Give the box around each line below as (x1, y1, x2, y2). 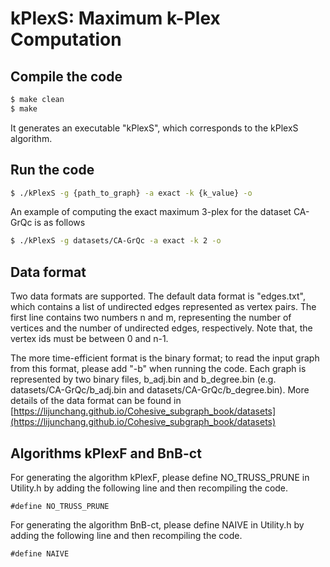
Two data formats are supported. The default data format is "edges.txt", (10, 290, 306, 302)
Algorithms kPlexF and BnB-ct (10, 445, 202, 462)
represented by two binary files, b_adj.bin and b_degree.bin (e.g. (10, 373, 277, 386)
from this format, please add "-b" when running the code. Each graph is (10, 363, 307, 375)
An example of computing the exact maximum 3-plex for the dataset (10, 206, 292, 218)
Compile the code (10, 68, 123, 85)
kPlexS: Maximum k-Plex (10, 7, 221, 30)
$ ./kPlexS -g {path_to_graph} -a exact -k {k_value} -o (10, 188, 253, 198)
